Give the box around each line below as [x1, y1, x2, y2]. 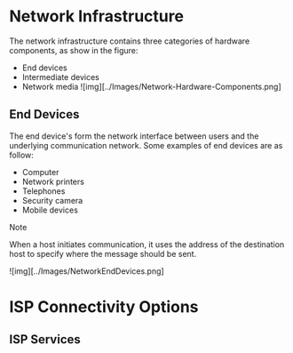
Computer [21, 166, 59, 177]
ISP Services [9, 332, 82, 348]
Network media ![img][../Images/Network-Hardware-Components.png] [21, 81, 281, 92]
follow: [9, 149, 34, 160]
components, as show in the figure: [9, 44, 139, 55]
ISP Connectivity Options [9, 296, 199, 317]
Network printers [21, 176, 84, 187]
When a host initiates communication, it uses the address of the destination [9, 238, 285, 250]
